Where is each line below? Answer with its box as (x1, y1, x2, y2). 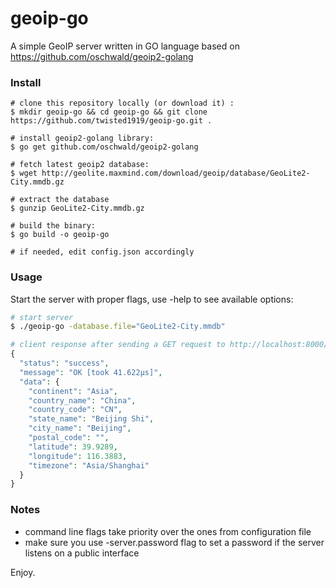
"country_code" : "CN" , (28, 405, 123, 415)
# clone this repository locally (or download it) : (10, 98, 235, 109)
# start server (10, 312, 74, 322)
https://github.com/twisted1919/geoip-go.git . (10, 116, 213, 126)
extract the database (19, 195, 110, 205)
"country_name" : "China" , (28, 395, 137, 406)
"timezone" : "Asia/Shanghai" (28, 460, 150, 471)
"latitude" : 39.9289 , (28, 442, 118, 452)
